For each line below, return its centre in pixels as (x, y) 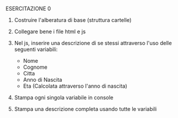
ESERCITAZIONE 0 (28, 9)
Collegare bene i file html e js (50, 31)
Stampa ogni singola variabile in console (64, 98)
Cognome (35, 67)
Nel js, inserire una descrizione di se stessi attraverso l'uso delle (93, 43)
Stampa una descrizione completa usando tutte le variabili (85, 109)
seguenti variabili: (36, 49)
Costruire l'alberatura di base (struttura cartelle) (73, 20)
